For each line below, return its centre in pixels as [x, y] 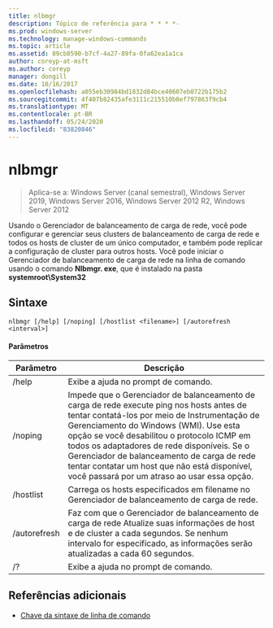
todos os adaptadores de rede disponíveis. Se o [159, 446]
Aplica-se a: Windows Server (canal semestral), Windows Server [136, 192]
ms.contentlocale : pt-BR [50, 115]
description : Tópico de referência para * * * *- [94, 24]
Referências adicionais [67, 596]
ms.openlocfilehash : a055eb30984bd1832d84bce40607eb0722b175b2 [118, 92]
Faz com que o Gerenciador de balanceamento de [163, 512]
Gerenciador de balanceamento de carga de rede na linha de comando [127, 259]
